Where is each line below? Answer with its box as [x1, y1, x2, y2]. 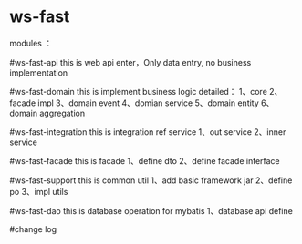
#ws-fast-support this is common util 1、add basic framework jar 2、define [9, 175, 293, 186]
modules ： [9, 37, 53, 48]
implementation [9, 66, 68, 78]
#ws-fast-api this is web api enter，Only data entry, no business [9, 56, 252, 67]
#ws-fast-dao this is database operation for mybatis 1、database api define [9, 205, 294, 216]
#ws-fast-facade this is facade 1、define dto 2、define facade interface [9, 155, 280, 166]
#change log [9, 223, 57, 234]
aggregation [39, 107, 86, 118]
